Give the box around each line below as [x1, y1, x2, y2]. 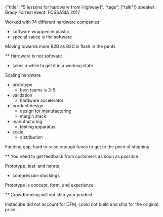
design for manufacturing [19, 108, 72, 114]
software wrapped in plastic [12, 29, 69, 34]
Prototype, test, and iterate [5, 163, 60, 169]
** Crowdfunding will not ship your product [5, 192, 93, 197]
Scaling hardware [5, 72, 41, 78]
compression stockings [12, 173, 60, 178]
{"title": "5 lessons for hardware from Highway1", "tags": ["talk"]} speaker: [5, 4, 156, 10]
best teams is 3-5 [19, 87, 56, 93]
